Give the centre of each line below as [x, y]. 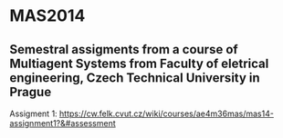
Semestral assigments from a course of [124, 49]
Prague [31, 92]
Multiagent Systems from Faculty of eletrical [139, 63]
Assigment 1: [33, 113]
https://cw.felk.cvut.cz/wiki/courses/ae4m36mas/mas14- [166, 113]
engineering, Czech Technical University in [135, 78]
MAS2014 [47, 16]
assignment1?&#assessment [63, 123]
